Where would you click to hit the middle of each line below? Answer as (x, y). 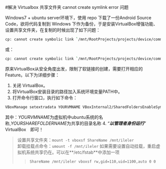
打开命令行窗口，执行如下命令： (45, 98)
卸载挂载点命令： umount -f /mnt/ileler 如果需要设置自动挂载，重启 (87, 146)
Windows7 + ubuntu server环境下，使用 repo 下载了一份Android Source (78, 18)
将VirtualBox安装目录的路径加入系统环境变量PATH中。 (67, 91)
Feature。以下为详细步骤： (32, 75)
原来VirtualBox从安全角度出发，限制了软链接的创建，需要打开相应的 (74, 68)
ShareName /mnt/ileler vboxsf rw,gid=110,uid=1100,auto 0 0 (93, 162)
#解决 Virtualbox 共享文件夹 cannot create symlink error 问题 (67, 7)
